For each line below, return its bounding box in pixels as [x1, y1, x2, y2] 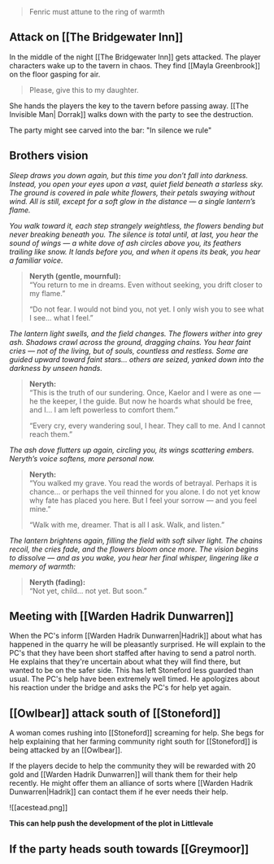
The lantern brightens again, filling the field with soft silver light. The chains [9, 535, 263, 545]
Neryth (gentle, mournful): [28, 271, 121, 281]
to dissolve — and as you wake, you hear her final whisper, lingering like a [9, 552, 259, 562]
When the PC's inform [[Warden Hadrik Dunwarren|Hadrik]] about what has [9, 631, 263, 641]
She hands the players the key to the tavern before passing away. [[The [9, 101, 249, 111]
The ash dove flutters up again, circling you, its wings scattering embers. [9, 445, 254, 455]
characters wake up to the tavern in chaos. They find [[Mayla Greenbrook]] [9, 60, 261, 70]
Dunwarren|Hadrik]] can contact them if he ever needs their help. [9, 787, 228, 796]
